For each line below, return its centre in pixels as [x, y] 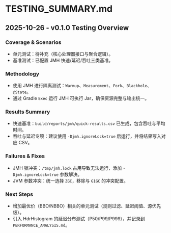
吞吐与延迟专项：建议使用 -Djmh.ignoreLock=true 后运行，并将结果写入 [87, 136]
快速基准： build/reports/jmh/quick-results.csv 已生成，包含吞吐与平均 [89, 123]
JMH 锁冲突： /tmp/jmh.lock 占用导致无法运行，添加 [67, 168]
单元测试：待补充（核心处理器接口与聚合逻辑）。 [63, 54]
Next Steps [19, 194]
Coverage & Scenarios [33, 42]
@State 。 [22, 92]
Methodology [22, 73]
